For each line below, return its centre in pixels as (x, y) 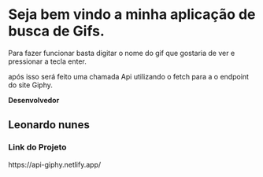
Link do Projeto (37, 147)
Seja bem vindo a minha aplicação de (132, 15)
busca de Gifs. (56, 31)
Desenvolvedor (34, 100)
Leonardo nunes (49, 125)
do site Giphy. (30, 85)
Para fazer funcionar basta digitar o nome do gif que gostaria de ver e (122, 53)
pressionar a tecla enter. (47, 61)
